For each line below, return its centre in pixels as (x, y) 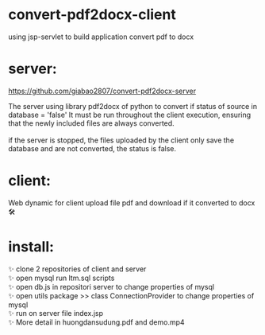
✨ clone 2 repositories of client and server (77, 269)
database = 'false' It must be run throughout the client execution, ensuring (130, 115)
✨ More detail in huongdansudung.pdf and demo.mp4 (96, 322)
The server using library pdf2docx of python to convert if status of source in (133, 106)
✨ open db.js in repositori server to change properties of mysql (111, 286)
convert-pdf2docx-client (92, 15)
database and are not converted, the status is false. (92, 148)
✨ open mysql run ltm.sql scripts (61, 278)
